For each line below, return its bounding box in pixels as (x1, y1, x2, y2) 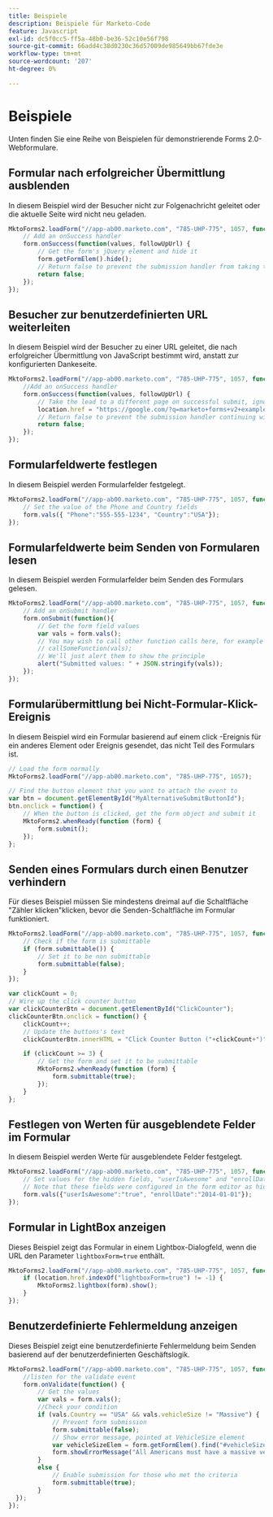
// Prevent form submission (51, 1418, 148, 1426)
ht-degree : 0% (8, 65, 57, 73)
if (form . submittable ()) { (23, 944, 115, 952)
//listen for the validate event (23, 1372, 136, 1381)
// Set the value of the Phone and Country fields (23, 503, 198, 511)
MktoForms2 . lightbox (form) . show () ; (37, 1282, 158, 1290)
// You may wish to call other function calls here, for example (37, 637, 264, 645)
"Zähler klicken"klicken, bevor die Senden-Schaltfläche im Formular (8, 905, 236, 915)
